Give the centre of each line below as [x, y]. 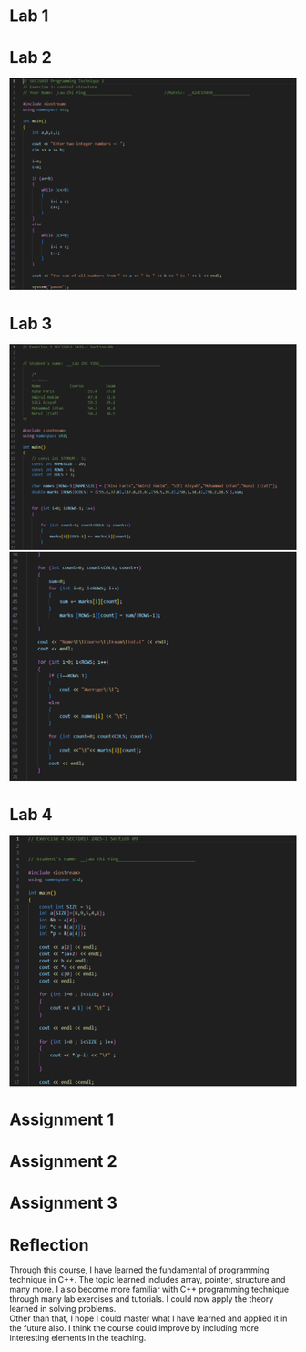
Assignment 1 [62, 1120]
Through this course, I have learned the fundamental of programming [139, 1270]
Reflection [49, 1245]
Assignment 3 [64, 1203]
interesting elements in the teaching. [78, 1338]
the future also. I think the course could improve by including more [134, 1328]
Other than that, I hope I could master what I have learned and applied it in [148, 1318]
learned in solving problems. [63, 1309]
